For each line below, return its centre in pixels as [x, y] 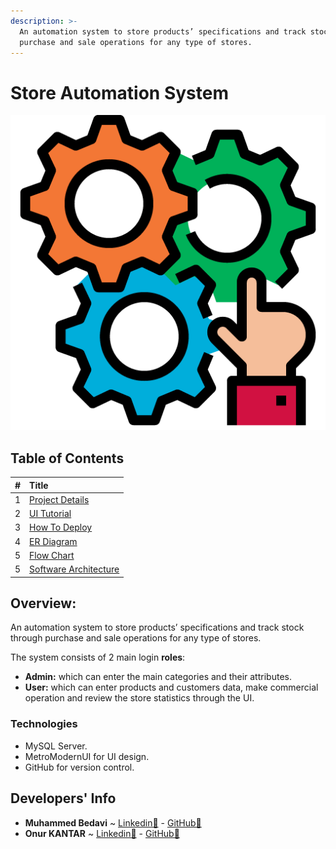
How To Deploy [61, 527]
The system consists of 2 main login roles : [98, 657]
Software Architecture [74, 569]
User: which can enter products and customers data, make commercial [171, 687]
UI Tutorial [50, 514]
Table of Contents [67, 458]
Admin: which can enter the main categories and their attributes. [158, 677]
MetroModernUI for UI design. [87, 756]
